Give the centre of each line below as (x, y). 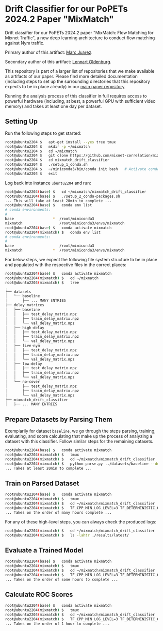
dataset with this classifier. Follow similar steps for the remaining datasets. (79, 442)
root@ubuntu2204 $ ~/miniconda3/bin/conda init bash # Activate (76, 169)
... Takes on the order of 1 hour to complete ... (57, 624)
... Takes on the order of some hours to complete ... (62, 579)
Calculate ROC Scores (39, 594)
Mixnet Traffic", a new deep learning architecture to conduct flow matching (80, 38)
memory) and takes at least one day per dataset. (54, 106)
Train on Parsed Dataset (42, 483)
